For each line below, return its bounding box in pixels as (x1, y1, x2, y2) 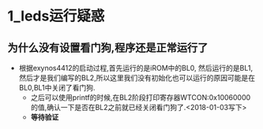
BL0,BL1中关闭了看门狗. (18, 83, 96, 92)
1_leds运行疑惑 (7, 7, 105, 25)
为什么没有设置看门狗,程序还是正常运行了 (7, 41, 209, 54)
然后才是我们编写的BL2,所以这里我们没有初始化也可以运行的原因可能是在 (18, 73, 256, 83)
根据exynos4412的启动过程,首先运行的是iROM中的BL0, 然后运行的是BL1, (18, 64, 254, 72)
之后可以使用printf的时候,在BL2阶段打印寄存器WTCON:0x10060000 (30, 93, 251, 102)
